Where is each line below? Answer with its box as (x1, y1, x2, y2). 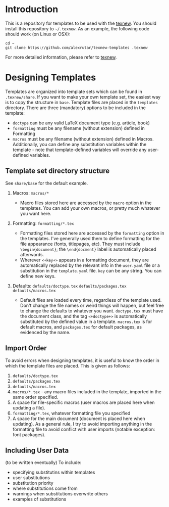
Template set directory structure (5, 167, 110, 175)
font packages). (12, 431, 46, 438)
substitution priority (12, 480, 54, 486)
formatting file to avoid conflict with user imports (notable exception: (12, 426, 155, 432)
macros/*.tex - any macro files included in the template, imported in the (12, 388, 161, 395)
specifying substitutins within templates (12, 469, 95, 476)
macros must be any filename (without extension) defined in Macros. (12, 135, 154, 142)
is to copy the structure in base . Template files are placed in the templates (5, 99, 158, 105)
